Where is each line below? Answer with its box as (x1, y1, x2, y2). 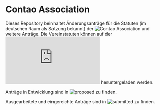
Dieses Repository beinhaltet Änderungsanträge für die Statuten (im (5, 20, 146, 26)
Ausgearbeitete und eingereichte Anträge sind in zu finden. (5, 98, 155, 104)
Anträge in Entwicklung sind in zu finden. (5, 89, 117, 95)
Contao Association (5, 4, 90, 15)
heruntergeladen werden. (100, 79, 154, 85)
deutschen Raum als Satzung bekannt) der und (5, 25, 150, 31)
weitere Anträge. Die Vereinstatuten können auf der (5, 31, 112, 37)
